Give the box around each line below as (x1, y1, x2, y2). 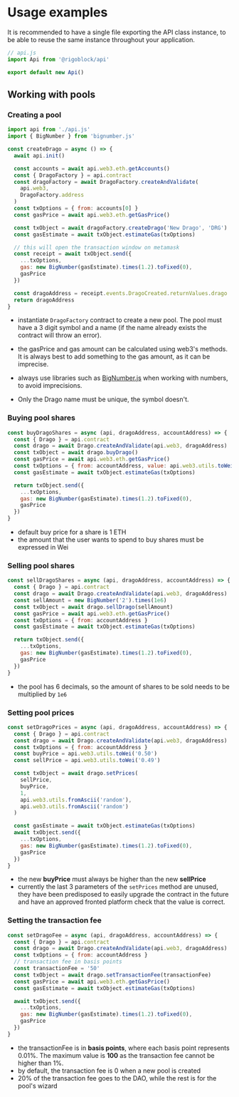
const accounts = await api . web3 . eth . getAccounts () (14, 165, 171, 172)
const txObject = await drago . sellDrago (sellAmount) (14, 603, 174, 610)
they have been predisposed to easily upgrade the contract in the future (17, 890, 229, 899)
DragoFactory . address (20, 192, 84, 199)
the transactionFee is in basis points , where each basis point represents (17, 1044, 230, 1052)
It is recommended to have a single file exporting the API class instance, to (7, 28, 226, 36)
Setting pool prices (7, 707, 75, 717)
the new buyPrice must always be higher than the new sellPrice (17, 875, 206, 884)
